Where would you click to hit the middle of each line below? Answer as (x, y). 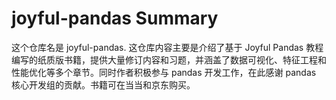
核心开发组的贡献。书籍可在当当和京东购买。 (103, 84)
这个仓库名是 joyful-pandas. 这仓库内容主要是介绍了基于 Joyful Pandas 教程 (167, 47)
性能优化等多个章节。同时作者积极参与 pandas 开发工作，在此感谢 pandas (164, 72)
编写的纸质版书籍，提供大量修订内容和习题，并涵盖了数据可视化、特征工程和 (169, 59)
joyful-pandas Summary (115, 18)
